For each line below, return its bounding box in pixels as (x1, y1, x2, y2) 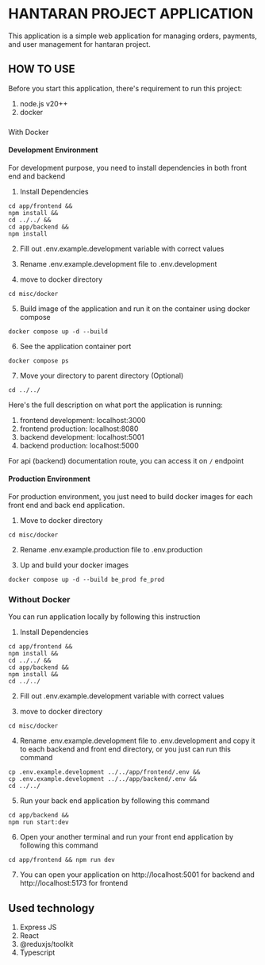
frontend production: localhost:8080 (19, 424, 139, 433)
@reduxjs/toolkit (19, 940, 74, 949)
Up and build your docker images (19, 560, 129, 570)
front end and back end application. (8, 501, 125, 510)
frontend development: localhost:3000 (19, 415, 146, 425)
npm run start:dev (8, 818, 69, 826)
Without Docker (8, 594, 71, 605)
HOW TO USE (8, 63, 75, 76)
